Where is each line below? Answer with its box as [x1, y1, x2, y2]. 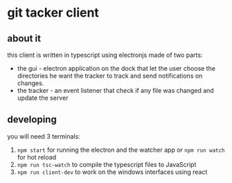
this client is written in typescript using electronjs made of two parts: [7, 51, 203, 59]
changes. [17, 79, 44, 87]
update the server [17, 94, 69, 102]
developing [7, 114, 57, 125]
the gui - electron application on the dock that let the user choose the [17, 64, 216, 72]
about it [7, 33, 42, 44]
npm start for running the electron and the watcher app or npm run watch [17, 146, 225, 154]
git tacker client [7, 5, 99, 21]
